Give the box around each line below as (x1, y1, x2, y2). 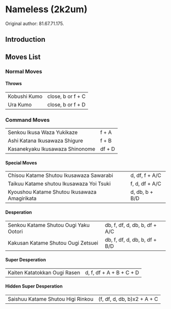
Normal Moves (5, 68, 42, 75)
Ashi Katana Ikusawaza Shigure (8, 137, 83, 144)
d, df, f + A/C (130, 172, 162, 179)
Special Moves (5, 160, 37, 166)
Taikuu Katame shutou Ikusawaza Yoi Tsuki (8, 180, 111, 187)
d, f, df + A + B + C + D (84, 269, 139, 276)
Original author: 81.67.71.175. (5, 20, 65, 27)
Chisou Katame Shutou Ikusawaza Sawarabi (8, 172, 113, 179)
